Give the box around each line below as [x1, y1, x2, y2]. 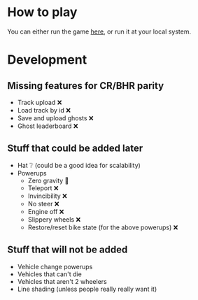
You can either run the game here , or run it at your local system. [7, 27, 191, 36]
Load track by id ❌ [17, 106, 71, 114]
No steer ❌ [27, 199, 59, 208]
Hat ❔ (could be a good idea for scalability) [17, 161, 141, 169]
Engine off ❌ [27, 207, 64, 215]
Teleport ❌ [27, 183, 59, 192]
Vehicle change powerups [17, 262, 93, 271]
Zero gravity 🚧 [27, 176, 69, 185]
